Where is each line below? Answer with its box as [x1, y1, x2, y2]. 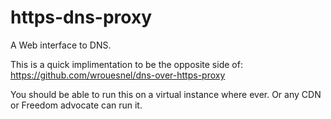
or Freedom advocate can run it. [10, 99, 143, 111]
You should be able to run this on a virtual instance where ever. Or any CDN [10, 88, 322, 100]
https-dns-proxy [10, 6, 153, 29]
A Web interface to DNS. [10, 39, 112, 51]
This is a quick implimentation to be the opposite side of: [10, 58, 243, 70]
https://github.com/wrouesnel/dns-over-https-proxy [10, 69, 226, 81]
